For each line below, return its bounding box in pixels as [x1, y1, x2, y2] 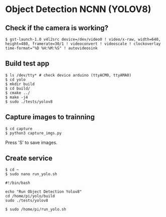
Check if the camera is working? [5, 24, 109, 32]
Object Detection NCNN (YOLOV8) [5, 4, 151, 15]
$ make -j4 [5, 95, 28, 100]
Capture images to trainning [5, 113, 95, 121]
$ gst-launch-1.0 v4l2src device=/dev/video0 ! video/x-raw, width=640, [5, 37, 161, 42]
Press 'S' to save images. [5, 139, 58, 146]
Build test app [5, 59, 49, 68]
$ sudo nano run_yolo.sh [5, 172, 57, 177]
